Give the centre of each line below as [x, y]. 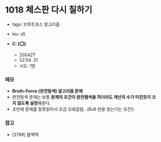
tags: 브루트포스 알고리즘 [36, 24]
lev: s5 [19, 34]
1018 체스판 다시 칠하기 [49, 10]
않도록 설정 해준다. [34, 103]
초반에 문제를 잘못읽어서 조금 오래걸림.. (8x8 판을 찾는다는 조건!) [73, 109]
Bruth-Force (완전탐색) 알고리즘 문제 [47, 91]
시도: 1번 [27, 65]
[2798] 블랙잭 [25, 134]
